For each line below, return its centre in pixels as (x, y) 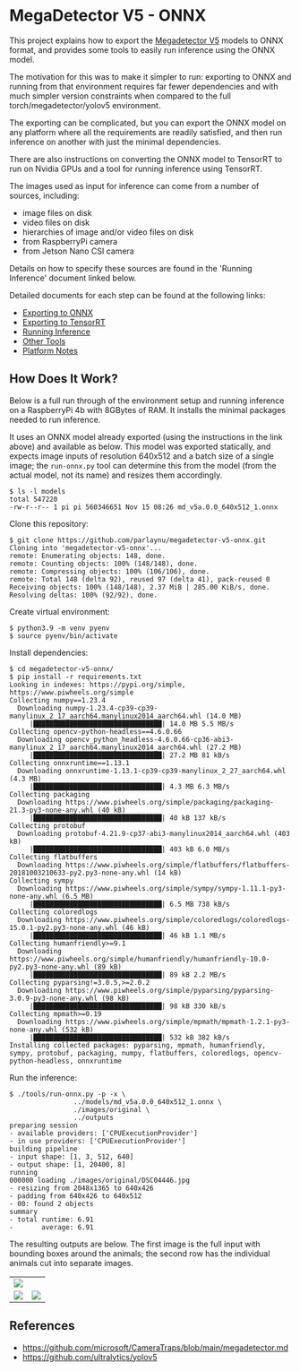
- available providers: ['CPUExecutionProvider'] (104, 1133)
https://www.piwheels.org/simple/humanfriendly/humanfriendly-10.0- (140, 959)
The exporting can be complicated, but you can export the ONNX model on (148, 123)
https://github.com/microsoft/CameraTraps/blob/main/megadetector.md (155, 1347)
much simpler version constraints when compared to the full (120, 96)
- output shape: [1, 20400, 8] (68, 1164)
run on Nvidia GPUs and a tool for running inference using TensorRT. (136, 168)
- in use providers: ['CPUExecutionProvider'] (98, 1141)
